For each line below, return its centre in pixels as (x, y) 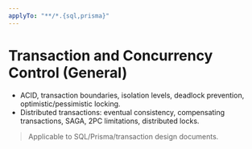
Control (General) (68, 72)
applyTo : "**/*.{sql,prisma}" (59, 16)
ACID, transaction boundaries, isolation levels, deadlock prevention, (132, 95)
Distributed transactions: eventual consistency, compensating (122, 112)
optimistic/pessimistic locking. (70, 103)
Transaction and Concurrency (111, 55)
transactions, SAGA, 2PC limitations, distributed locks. (109, 121)
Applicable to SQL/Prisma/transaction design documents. (123, 136)
